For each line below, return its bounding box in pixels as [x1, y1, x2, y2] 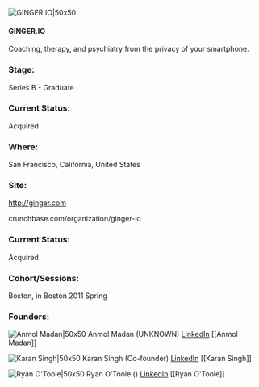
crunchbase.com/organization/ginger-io [8, 214, 141, 224]
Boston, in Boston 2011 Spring [8, 291, 107, 301]
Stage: [8, 65, 35, 76]
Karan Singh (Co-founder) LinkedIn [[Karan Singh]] [81, 354, 252, 364]
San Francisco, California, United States [8, 160, 141, 170]
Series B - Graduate [8, 82, 74, 92]
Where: [8, 141, 39, 153]
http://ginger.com [8, 198, 67, 208]
